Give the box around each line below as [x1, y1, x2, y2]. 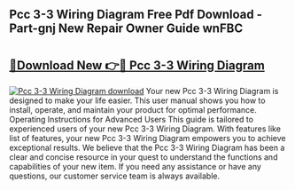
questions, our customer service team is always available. [9, 170, 221, 181]
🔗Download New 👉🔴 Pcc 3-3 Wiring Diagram [9, 58, 266, 73]
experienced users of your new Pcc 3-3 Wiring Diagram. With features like [9, 123, 282, 134]
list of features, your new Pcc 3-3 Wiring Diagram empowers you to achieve [9, 133, 286, 143]
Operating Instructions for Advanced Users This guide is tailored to [9, 115, 254, 124]
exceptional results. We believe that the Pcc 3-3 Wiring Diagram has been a [9, 142, 285, 153]
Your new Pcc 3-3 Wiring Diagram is [145, 86, 279, 96]
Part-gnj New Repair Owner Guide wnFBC [9, 21, 244, 36]
